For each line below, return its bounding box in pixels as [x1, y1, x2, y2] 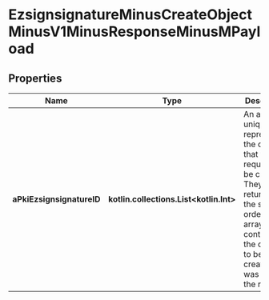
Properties [8, 71, 62, 85]
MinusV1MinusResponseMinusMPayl [8, 22, 261, 41]
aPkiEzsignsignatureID [12, 194, 101, 205]
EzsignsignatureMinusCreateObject [8, 6, 252, 24]
